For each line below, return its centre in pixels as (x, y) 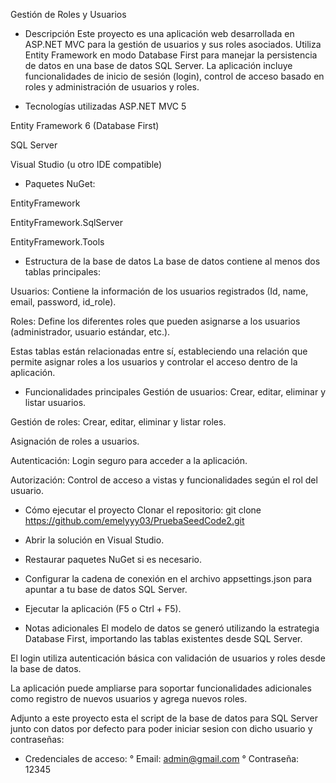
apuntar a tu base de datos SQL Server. (106, 589)
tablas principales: (63, 272)
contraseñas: (37, 739)
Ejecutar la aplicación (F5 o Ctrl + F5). (103, 608)
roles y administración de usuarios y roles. (112, 87)
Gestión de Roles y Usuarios (68, 14)
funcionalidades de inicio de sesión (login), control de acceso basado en (174, 76)
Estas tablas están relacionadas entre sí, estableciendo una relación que (159, 351)
